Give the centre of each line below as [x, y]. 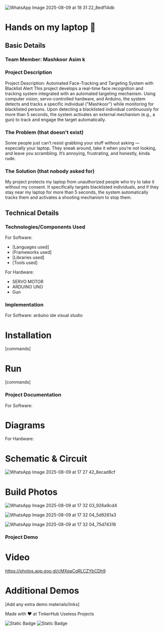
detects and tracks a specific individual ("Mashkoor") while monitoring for [80, 104]
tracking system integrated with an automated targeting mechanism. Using [80, 94]
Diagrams [25, 425]
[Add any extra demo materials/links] [42, 605]
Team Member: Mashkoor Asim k [45, 59]
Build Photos [31, 492]
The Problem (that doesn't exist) [44, 132]
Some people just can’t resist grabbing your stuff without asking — [72, 143]
